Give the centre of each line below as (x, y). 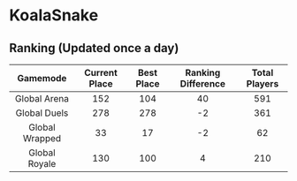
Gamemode (42, 78)
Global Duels (42, 113)
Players (263, 83)
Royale (42, 164)
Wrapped (42, 138)
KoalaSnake (54, 15)
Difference (203, 83)
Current (100, 73)
